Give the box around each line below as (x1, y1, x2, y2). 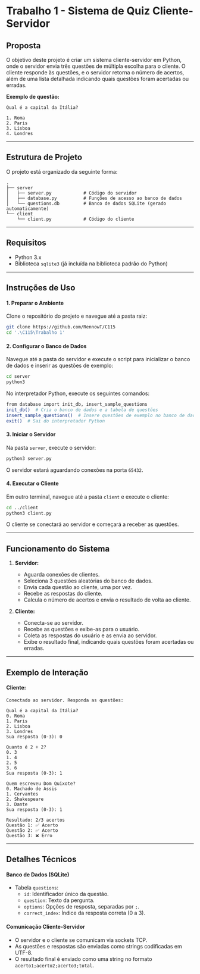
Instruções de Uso (6, 283, 76, 293)
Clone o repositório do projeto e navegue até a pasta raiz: (6, 312, 148, 320)
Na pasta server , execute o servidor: (6, 444, 96, 451)
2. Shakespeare (6, 796, 44, 802)
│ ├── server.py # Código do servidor (6, 190, 137, 196)
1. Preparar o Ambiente (6, 299, 64, 306)
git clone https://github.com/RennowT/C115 (6, 324, 116, 330)
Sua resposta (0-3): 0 (6, 734, 62, 740)
